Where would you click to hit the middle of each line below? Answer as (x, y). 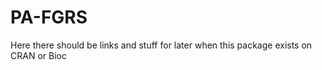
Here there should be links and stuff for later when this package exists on (161, 45)
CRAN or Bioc (38, 55)
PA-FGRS (49, 17)
